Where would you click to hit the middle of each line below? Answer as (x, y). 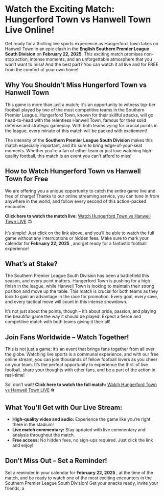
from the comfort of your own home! (42, 69)
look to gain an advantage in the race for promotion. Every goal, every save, (82, 297)
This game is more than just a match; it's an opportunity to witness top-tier (80, 105)
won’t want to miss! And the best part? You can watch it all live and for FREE (82, 64)
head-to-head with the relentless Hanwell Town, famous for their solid (76, 120)
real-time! (15, 375)
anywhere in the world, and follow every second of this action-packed (76, 201)
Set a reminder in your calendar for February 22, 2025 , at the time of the (79, 472)
